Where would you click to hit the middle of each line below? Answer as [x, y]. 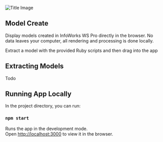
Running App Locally [38, 94]
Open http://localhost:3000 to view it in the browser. [59, 134]
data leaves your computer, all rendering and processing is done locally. [79, 40]
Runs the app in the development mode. [46, 128]
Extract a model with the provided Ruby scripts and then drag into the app [81, 50]
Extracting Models [35, 66]
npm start [17, 118]
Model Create [27, 23]
